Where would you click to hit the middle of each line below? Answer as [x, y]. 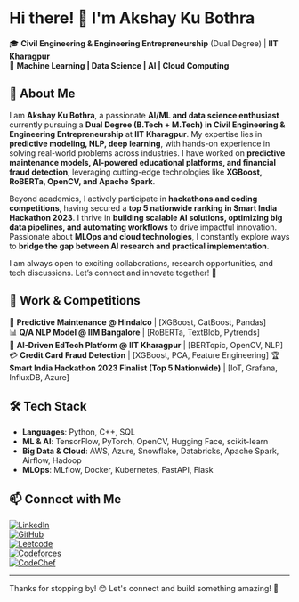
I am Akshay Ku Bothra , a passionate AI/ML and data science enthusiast [144, 115]
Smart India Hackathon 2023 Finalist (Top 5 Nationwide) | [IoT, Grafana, [143, 368]
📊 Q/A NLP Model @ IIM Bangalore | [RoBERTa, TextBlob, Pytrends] [135, 332]
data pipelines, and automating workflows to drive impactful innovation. [143, 227]
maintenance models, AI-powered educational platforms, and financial [143, 162]
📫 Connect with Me [65, 499]
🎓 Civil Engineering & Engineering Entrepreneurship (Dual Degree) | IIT [144, 43]
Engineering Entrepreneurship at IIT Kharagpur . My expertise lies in [136, 134]
